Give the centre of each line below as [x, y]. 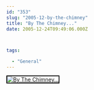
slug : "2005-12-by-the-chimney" [47, 18]
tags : [13, 50]
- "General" [27, 61]
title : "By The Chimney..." [42, 23]
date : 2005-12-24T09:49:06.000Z [47, 29]
